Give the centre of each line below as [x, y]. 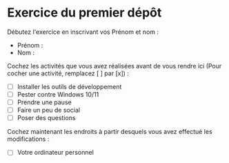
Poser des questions [46, 118]
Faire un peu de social [49, 110]
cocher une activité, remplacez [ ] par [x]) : [68, 73]
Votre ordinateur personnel [56, 153]
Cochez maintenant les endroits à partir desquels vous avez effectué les [110, 132]
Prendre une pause [44, 102]
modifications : [28, 139]
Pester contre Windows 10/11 [58, 94]
